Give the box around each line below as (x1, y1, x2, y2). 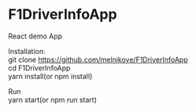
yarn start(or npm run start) (8, 95, 97, 104)
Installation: (8, 46, 46, 56)
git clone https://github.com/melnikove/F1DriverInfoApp (8, 55, 189, 64)
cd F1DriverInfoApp (8, 63, 71, 72)
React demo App (8, 31, 63, 41)
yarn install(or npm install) (8, 71, 93, 81)
